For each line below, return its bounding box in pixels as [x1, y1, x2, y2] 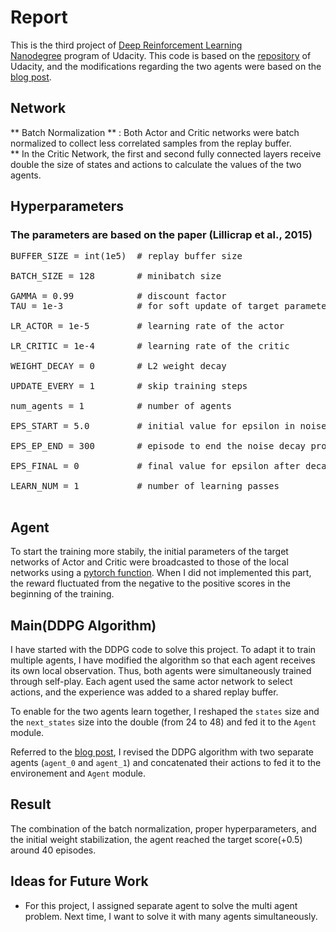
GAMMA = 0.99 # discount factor [10, 291, 227, 302]
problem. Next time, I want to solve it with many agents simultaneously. [24, 910, 318, 922]
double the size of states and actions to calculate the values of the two [10, 158, 302, 170]
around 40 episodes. [10, 844, 97, 856]
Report [10, 6, 68, 29]
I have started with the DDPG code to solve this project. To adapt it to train [10, 644, 317, 656]
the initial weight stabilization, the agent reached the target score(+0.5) [10, 833, 303, 845]
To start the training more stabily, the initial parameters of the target [10, 546, 289, 558]
